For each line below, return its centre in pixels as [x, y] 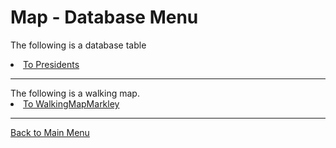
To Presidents [51, 64]
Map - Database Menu [104, 17]
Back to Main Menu [50, 132]
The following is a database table [78, 45]
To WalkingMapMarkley [71, 103]
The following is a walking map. [75, 93]
